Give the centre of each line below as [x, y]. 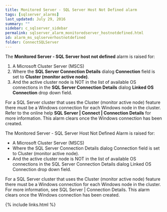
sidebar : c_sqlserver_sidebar [37, 28]
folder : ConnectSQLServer [32, 42]
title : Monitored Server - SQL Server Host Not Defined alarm [71, 10]
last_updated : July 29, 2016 [35, 19]
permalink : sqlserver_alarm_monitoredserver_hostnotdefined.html [74, 33]
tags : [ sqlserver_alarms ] [32, 14]
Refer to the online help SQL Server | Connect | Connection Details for [78, 113]
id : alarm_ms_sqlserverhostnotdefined [45, 38]
